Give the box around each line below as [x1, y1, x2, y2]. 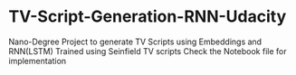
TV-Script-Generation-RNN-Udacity [8, 6, 287, 27]
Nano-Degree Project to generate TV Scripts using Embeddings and [8, 36, 263, 47]
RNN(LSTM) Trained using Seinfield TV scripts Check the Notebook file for [8, 45, 287, 56]
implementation [8, 55, 67, 66]
